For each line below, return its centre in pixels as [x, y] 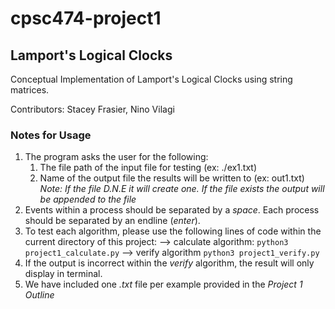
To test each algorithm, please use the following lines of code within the [173, 231]
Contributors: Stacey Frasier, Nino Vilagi [92, 109]
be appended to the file [88, 199]
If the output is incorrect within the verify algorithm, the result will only [169, 263]
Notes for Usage [51, 135]
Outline [39, 295]
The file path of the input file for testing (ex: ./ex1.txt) [148, 168]
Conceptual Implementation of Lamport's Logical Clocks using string [151, 79]
